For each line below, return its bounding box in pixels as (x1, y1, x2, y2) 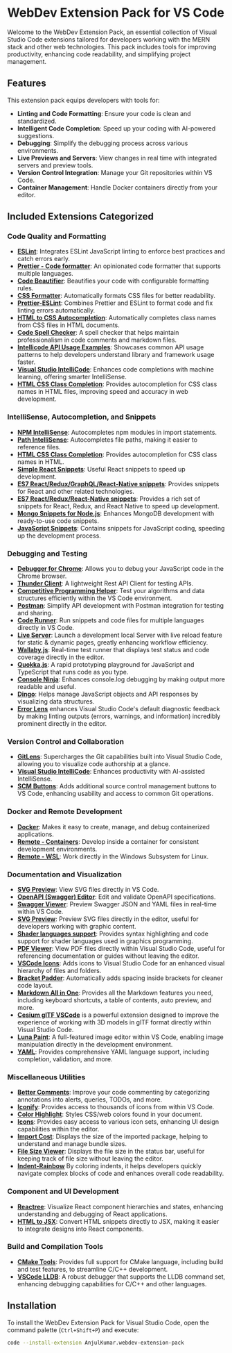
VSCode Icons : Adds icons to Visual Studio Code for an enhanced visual (17, 958, 225, 967)
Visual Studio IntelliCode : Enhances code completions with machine (17, 365, 215, 374)
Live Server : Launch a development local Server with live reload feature (17, 631, 223, 640)
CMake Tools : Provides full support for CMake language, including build (17, 1257, 224, 1265)
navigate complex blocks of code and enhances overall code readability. (17, 1169, 224, 1178)
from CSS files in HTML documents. (17, 321, 120, 329)
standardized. (17, 117, 57, 125)
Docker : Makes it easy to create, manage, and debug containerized (17, 822, 210, 831)
